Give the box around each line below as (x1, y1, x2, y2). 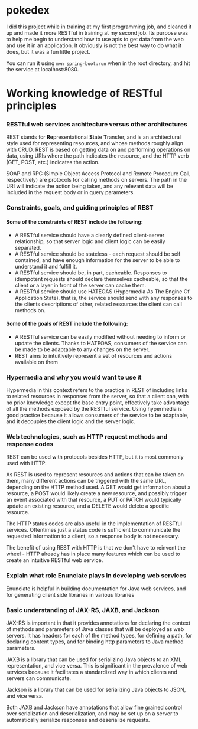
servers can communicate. (6, 674, 72, 682)
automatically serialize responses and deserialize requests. (6, 716, 150, 723)
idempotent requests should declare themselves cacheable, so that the (14, 275, 188, 282)
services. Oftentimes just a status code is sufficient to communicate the (6, 527, 181, 534)
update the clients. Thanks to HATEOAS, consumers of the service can (14, 339, 187, 346)
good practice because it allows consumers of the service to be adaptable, (6, 411, 189, 419)
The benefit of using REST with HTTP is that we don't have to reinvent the (6, 544, 186, 551)
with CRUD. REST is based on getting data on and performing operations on (6, 146, 191, 153)
